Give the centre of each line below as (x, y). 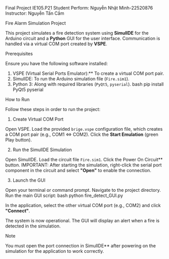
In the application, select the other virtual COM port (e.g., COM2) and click (83, 205)
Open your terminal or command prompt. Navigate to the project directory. (83, 190)
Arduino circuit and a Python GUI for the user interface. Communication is (83, 38)
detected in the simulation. (33, 226)
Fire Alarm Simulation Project (36, 23)
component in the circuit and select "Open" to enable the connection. (78, 170)
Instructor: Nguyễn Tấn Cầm (35, 13)
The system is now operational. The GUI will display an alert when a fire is (82, 221)
